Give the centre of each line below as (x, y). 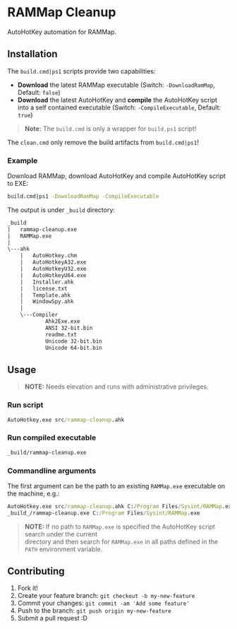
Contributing (36, 571)
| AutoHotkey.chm (49, 256)
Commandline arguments (52, 471)
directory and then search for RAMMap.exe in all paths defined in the (121, 541)
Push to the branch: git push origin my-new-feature (94, 611)
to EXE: (18, 184)
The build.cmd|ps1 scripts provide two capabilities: (81, 71)
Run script (25, 405)
